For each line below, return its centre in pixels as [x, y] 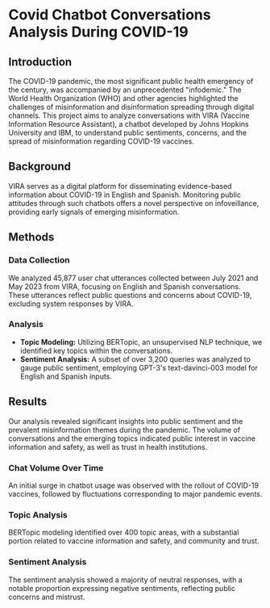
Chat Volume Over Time [56, 468]
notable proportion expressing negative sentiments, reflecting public [122, 588]
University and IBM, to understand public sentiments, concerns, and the [128, 132]
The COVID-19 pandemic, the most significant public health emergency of [131, 81]
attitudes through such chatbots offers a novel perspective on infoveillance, [134, 203]
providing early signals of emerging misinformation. [94, 212]
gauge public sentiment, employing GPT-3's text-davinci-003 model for [139, 367]
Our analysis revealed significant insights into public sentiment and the [126, 421]
